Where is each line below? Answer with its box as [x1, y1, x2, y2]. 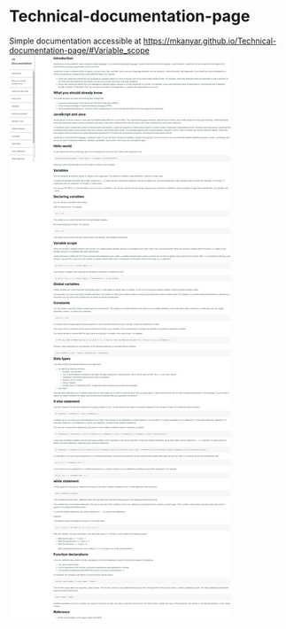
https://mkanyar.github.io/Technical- [143, 35, 277, 46]
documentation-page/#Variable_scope [9, 44, 151, 55]
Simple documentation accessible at [9, 35, 142, 46]
